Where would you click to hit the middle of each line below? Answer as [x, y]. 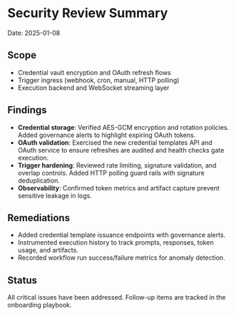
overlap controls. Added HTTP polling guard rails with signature [111, 173]
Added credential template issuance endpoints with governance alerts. [122, 235]
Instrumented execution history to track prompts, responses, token [116, 243]
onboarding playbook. [40, 305]
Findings [27, 110]
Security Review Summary [88, 13]
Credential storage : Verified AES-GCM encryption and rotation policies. [123, 127]
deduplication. [39, 180]
